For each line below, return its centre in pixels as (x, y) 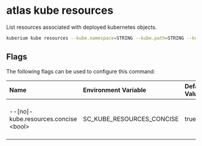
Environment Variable (115, 90)
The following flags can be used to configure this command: (81, 71)
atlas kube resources (60, 11)
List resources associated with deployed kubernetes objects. (82, 27)
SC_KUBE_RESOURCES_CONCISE (131, 119)
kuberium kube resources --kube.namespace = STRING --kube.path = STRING (95, 38)
